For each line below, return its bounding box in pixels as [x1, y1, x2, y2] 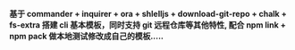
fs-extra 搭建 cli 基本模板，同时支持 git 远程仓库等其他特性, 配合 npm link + [9, 19, 286, 30]
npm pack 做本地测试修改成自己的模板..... [9, 30, 164, 41]
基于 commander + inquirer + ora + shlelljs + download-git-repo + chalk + [9, 8, 288, 19]
